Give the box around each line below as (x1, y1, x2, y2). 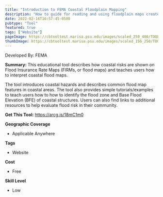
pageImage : (5, 35, 27, 39)
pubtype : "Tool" (5, 20, 38, 26)
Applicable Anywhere (12, 130, 55, 137)
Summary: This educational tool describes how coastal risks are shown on (5, 61, 155, 67)
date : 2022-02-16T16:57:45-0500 (5, 16, 70, 21)
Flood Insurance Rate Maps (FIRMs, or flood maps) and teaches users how (5, 67, 154, 73)
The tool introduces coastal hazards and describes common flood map (5, 81, 147, 87)
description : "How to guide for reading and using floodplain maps (5, 12, 145, 17)
